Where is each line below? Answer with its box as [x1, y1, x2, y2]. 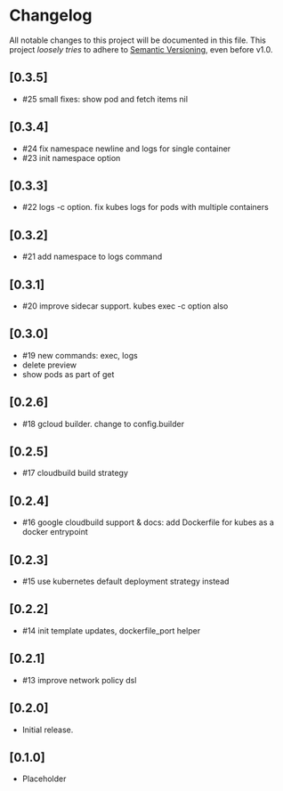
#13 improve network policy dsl [21, 674, 137, 685]
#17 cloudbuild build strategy [21, 468, 129, 479]
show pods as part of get [21, 368, 115, 379]
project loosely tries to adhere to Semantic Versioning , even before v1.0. [9, 44, 273, 54]
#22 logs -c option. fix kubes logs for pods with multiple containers [21, 202, 269, 213]
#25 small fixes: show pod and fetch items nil [21, 93, 189, 104]
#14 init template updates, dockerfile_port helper [21, 625, 201, 636]
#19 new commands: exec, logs [21, 350, 138, 360]
